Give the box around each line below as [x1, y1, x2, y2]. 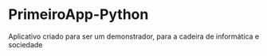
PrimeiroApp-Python [8, 6, 149, 24]
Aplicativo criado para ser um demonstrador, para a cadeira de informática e [8, 32, 260, 41]
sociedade [8, 39, 43, 49]
